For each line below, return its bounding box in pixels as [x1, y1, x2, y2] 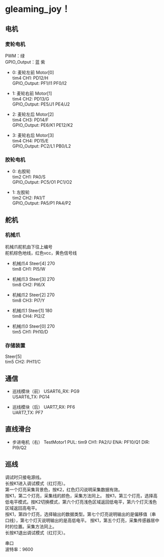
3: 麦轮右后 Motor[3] [12, 132, 54, 138]
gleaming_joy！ [5, 3, 70, 15]
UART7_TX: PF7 [12, 409, 43, 416]
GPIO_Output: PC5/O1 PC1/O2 [12, 179, 72, 185]
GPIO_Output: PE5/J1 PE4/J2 [12, 101, 70, 107]
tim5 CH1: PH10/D [12, 329, 48, 335]
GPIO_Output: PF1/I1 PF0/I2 [12, 80, 67, 86]
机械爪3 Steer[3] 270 [12, 276, 55, 282]
